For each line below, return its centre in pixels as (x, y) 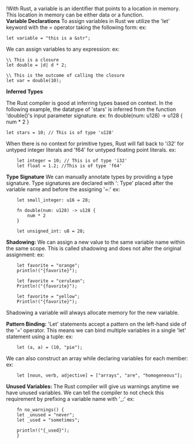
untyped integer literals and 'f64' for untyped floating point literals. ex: (91, 150)
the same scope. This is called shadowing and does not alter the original (94, 248)
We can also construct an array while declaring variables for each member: (97, 358)
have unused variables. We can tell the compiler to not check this (85, 393)
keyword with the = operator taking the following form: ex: (76, 27)
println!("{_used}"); (43, 430)
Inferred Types (24, 92)
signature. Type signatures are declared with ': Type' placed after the (90, 183)
